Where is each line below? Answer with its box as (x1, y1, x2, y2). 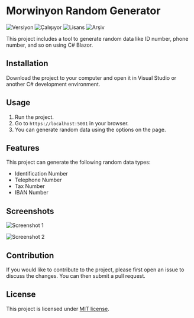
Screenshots (6, 206, 54, 216)
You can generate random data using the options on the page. (14, 126, 167, 133)
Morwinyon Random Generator (6, 4, 161, 18)
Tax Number (14, 183, 46, 190)
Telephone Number (14, 176, 62, 184)
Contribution (6, 250, 54, 261)
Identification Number (14, 170, 68, 177)
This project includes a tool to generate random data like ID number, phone (6, 35, 189, 42)
